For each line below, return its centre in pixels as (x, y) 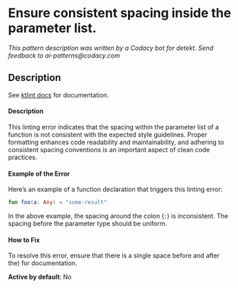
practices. (23, 157)
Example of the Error (39, 174)
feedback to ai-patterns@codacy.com (64, 55)
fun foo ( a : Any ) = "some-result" (58, 203)
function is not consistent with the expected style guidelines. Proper (108, 134)
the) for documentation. (43, 263)
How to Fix (24, 240)
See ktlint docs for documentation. (59, 95)
